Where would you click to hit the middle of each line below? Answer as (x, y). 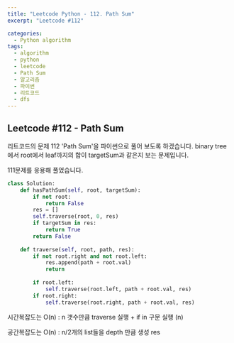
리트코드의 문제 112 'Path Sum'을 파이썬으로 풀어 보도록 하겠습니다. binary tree (117, 146)
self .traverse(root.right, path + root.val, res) (120, 303)
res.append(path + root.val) (88, 263)
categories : (25, 33)
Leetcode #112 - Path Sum (66, 128)
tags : (15, 47)
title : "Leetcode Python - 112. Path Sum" (71, 14)
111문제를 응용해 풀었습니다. (45, 170)
